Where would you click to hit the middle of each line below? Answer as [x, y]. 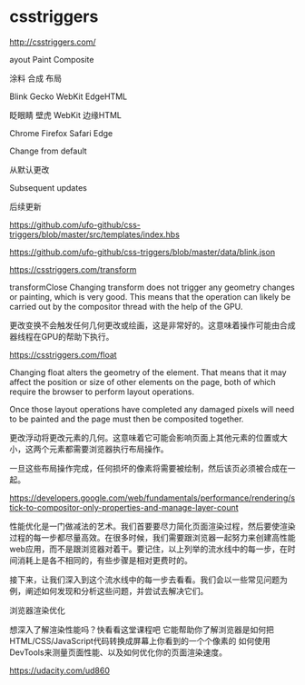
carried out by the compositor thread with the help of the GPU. [126, 306]
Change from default [49, 151]
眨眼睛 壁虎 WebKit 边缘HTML [66, 114]
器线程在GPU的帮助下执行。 [62, 336]
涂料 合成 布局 [35, 78]
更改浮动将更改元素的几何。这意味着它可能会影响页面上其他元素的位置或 [144, 437]
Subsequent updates [49, 187]
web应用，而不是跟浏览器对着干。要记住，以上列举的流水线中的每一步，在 [148, 549]
